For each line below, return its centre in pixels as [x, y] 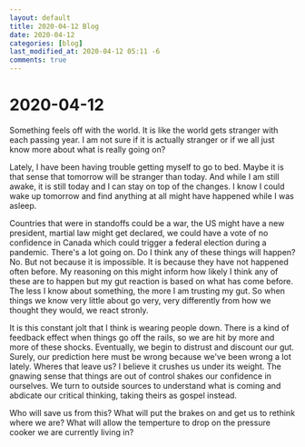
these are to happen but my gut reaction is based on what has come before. [151, 281]
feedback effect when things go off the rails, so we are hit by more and [142, 337]
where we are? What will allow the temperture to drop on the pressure [140, 422]
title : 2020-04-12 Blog [54, 26]
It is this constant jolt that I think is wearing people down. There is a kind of [149, 327]
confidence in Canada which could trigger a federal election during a [138, 243]
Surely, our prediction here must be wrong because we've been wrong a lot [151, 356]
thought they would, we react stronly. [79, 310]
